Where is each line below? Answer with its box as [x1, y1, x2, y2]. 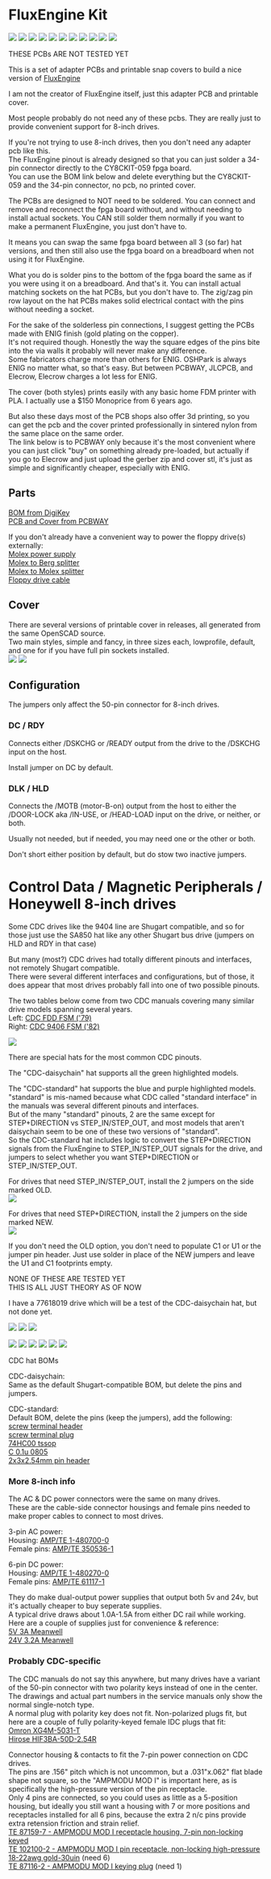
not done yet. [8, 1306, 52, 1316]
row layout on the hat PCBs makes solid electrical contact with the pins [8, 296, 244, 305]
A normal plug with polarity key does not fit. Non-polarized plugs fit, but [8, 1708, 248, 1718]
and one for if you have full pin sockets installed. [8, 645, 169, 655]
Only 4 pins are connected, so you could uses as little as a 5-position [8, 1793, 238, 1802]
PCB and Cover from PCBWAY [8, 516, 109, 526]
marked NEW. [8, 1217, 54, 1227]
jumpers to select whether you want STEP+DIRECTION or [8, 1152, 199, 1162]
